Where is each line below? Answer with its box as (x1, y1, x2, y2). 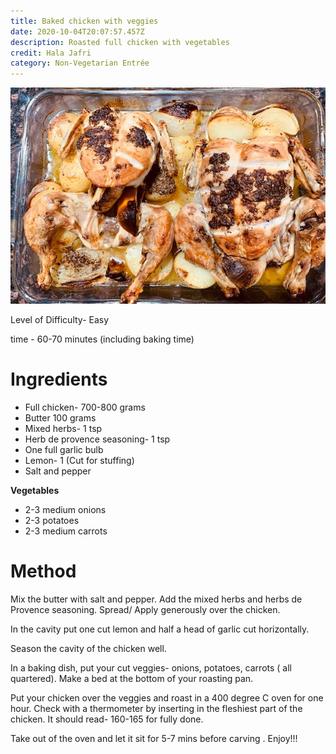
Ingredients (10, 368, 108, 391)
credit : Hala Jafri (10, 48, 92, 58)
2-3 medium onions (24, 503, 107, 515)
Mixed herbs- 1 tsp (24, 422, 103, 434)
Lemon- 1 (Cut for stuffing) (24, 454, 135, 466)
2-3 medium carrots (24, 525, 108, 537)
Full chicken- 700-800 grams (24, 401, 146, 413)
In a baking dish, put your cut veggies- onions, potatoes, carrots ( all (10, 661, 292, 674)
